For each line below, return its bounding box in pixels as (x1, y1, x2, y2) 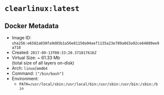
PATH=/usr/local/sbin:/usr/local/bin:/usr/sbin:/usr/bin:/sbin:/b (19, 82, 158, 87)
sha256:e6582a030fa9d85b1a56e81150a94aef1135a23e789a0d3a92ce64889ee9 (11, 41, 160, 46)
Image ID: (11, 35, 31, 40)
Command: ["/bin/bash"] (11, 70, 64, 76)
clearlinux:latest (4, 4, 80, 13)
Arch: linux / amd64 (11, 65, 48, 71)
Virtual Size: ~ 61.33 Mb (11, 55, 60, 61)
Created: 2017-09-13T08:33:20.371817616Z (11, 50, 97, 55)
